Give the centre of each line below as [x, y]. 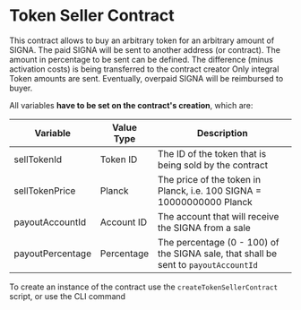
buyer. [21, 88]
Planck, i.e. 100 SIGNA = [209, 191]
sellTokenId [38, 159]
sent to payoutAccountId [207, 264]
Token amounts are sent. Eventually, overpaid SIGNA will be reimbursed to [146, 78]
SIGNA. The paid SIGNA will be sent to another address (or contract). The [145, 49]
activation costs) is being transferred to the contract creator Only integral [144, 69]
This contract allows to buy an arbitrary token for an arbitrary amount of [142, 40]
